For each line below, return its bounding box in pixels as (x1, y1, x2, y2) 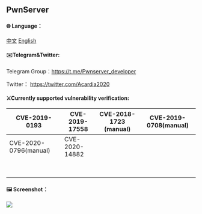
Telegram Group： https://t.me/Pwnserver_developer (6, 67, 136, 75)
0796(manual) (9, 147, 50, 154)
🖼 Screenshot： (6, 186, 48, 193)
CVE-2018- (99, 110, 136, 118)
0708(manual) (146, 121, 189, 129)
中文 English (6, 37, 37, 44)
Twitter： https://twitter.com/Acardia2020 (6, 81, 110, 88)
